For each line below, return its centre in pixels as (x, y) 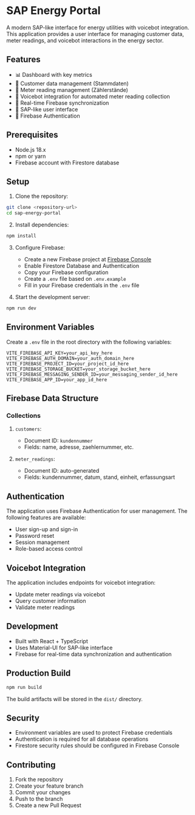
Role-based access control (49, 549)
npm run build (24, 687)
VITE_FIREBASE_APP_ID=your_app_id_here (57, 379)
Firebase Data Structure (53, 399)
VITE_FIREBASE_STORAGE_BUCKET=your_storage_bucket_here (78, 369)
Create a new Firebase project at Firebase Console (88, 259)
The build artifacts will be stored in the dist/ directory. (74, 699)
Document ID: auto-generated (62, 471)
